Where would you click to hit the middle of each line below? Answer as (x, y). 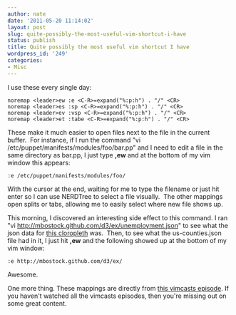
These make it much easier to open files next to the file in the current (109, 132)
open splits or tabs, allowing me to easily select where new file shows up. (115, 204)
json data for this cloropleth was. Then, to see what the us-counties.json (115, 233)
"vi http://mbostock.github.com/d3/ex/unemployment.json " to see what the (118, 225)
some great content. (37, 303)
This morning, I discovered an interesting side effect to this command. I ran (118, 217)
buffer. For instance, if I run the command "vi (74, 140)
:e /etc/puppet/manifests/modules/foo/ (67, 175)
